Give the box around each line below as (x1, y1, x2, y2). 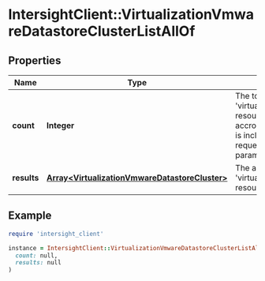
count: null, (15, 251, 58, 260)
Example (8, 209, 52, 223)
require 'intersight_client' (8, 230, 104, 238)
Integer (46, 120, 75, 131)
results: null (15, 259, 62, 267)
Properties (8, 54, 62, 67)
